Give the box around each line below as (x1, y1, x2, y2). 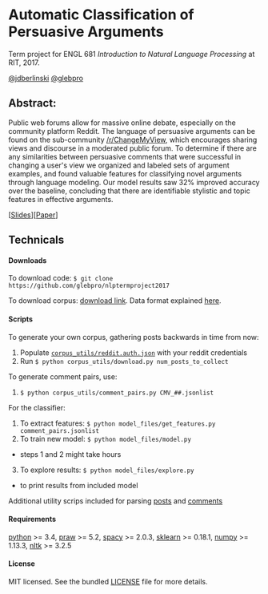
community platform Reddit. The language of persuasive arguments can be (8, 126, 256, 135)
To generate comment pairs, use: (8, 371, 118, 382)
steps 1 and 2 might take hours (19, 449, 122, 459)
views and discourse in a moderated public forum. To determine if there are (8, 143, 258, 153)
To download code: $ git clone (8, 273, 114, 283)
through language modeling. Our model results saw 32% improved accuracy (8, 177, 260, 187)
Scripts (8, 314, 34, 324)
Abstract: (8, 96, 57, 110)
